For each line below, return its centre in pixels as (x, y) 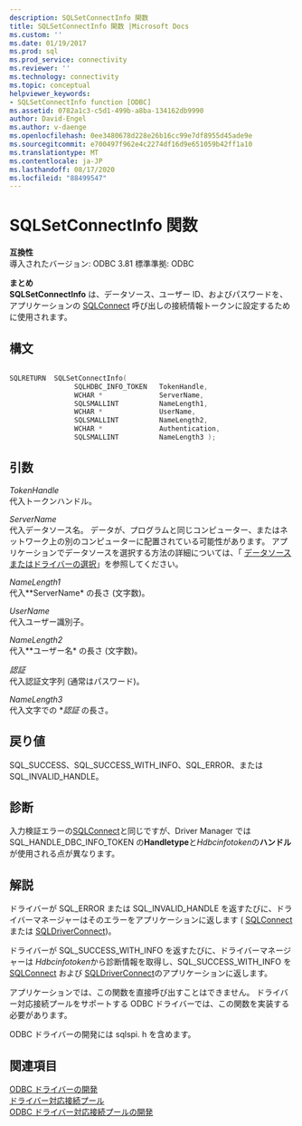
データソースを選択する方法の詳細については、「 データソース (178, 552)
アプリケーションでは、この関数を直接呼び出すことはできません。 (132, 993)
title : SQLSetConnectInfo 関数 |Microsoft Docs (99, 26)
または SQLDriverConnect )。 (63, 931)
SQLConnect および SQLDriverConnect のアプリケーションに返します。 (141, 973)
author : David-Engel (48, 119)
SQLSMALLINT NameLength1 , (141, 403)
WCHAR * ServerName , (139, 395)
